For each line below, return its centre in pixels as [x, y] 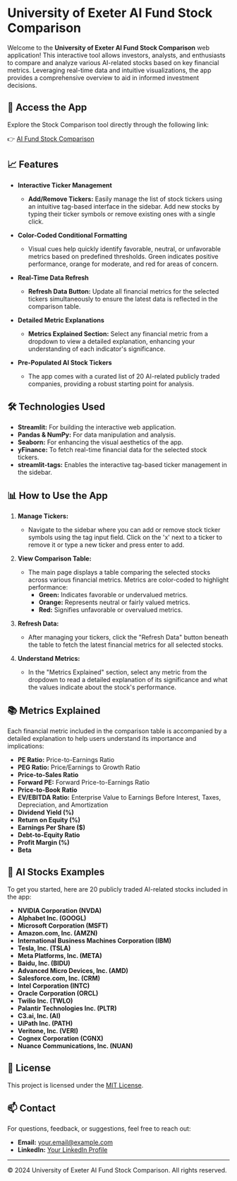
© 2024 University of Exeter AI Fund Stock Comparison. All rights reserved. [117, 1170]
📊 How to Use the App [57, 496]
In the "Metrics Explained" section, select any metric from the [117, 672]
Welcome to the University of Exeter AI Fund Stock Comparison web [109, 47]
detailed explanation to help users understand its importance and [102, 738]
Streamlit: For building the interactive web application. [97, 427]
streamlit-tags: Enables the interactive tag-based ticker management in [122, 465]
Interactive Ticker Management [65, 185]
